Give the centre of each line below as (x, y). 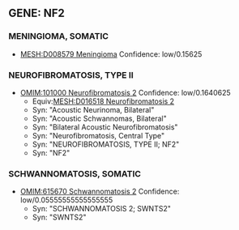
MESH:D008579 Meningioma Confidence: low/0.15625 (111, 54)
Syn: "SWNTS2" (59, 217)
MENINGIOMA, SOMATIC (59, 36)
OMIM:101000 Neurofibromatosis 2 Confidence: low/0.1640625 (125, 92)
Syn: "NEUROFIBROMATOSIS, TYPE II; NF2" (106, 144)
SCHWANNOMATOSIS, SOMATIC (75, 173)
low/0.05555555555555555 (66, 200)
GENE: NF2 (36, 13)
